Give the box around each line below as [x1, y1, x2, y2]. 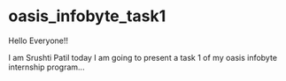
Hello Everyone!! [8, 35, 68, 46]
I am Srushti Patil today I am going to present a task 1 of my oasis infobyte [8, 52, 278, 63]
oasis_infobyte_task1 [8, 6, 166, 26]
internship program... [8, 62, 85, 72]
